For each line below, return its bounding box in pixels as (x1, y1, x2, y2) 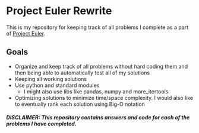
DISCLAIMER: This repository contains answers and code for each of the (6, 114, 190, 121)
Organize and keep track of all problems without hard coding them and (14, 63, 188, 70)
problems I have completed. (6, 120, 77, 128)
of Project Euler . (6, 30, 46, 37)
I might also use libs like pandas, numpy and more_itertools (23, 87, 169, 95)
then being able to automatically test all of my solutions (14, 69, 150, 76)
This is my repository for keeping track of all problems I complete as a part (6, 24, 189, 31)
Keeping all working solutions (14, 75, 87, 82)
